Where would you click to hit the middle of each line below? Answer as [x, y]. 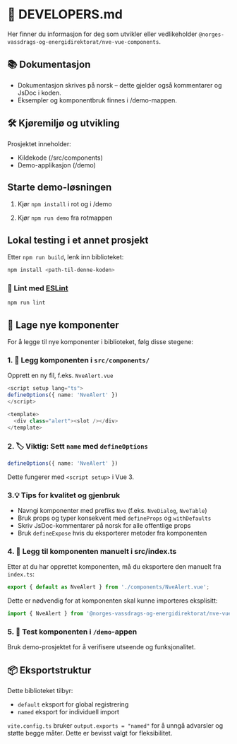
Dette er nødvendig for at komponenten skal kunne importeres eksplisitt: [113, 601]
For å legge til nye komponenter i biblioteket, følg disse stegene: [101, 342]
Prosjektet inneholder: [39, 143]
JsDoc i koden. [39, 93]
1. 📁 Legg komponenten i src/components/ [79, 360]
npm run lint [26, 303]
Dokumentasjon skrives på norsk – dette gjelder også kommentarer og [120, 85]
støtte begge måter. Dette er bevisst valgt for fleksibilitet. [90, 733]
